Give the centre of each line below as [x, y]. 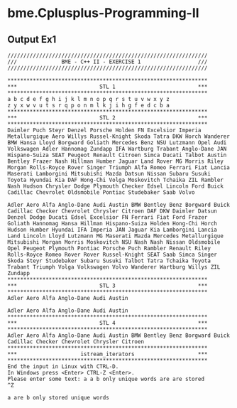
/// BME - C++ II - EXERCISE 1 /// [108, 62]
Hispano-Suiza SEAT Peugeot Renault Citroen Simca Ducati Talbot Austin [117, 155]
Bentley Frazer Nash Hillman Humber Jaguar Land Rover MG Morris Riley [115, 161]
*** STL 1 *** [108, 87]
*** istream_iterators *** [108, 354]
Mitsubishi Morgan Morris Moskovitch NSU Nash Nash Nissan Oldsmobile [114, 242]
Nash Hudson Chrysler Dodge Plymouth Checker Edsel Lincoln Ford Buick [115, 186]
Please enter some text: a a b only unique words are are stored [106, 379]
